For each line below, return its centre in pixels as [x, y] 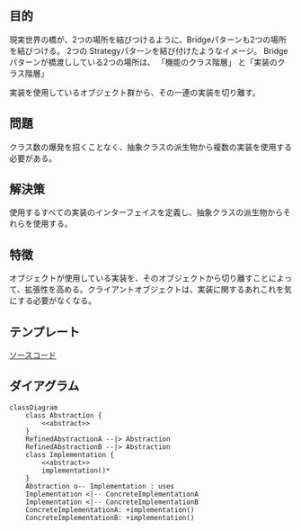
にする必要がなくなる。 [53, 301]
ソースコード [33, 355]
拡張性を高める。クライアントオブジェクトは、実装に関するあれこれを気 [158, 290]
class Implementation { [70, 454]
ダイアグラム [44, 386]
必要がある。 [33, 158]
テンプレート [45, 332]
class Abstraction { [64, 415]
